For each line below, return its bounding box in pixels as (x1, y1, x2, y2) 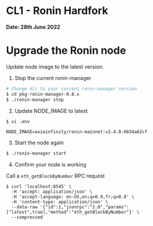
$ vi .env (6, 119, 30, 124)
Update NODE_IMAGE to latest (14, 107, 88, 114)
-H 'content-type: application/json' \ (11, 199, 109, 205)
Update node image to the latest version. (6, 63, 104, 70)
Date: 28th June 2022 (6, 23, 60, 30)
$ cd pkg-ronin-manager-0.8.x (6, 91, 80, 97)
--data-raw (11, 204, 38, 210)
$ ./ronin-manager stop (6, 96, 64, 103)
